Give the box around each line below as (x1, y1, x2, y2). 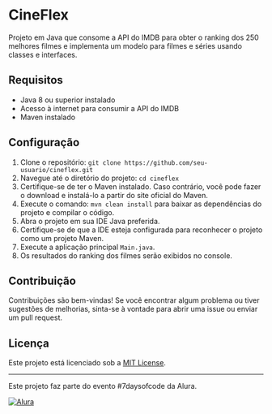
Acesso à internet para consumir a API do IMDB (19, 103, 180, 113)
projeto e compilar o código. (19, 207, 115, 217)
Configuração (8, 136, 80, 149)
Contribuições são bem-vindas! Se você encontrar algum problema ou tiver (8, 295, 261, 305)
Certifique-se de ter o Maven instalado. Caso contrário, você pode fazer (19, 181, 261, 192)
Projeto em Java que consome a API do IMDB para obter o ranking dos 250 (8, 32, 259, 42)
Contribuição (8, 274, 77, 287)
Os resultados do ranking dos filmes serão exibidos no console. (19, 250, 233, 261)
